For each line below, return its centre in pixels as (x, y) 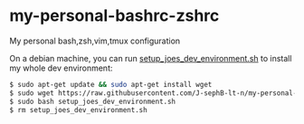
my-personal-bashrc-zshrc (114, 16)
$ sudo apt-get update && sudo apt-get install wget (111, 84)
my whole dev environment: (61, 68)
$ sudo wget (32, 93)
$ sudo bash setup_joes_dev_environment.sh (93, 101)
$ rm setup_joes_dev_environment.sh (78, 110)
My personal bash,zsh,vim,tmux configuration (95, 41)
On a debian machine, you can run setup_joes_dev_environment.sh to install (151, 58)
